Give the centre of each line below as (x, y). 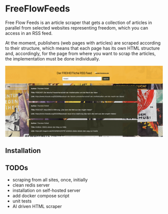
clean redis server (31, 185)
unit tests (22, 201)
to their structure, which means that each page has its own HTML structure (82, 48)
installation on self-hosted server (46, 190)
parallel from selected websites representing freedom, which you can (77, 27)
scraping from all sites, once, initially (50, 180)
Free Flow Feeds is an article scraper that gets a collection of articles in (79, 22)
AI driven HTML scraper (37, 206)
